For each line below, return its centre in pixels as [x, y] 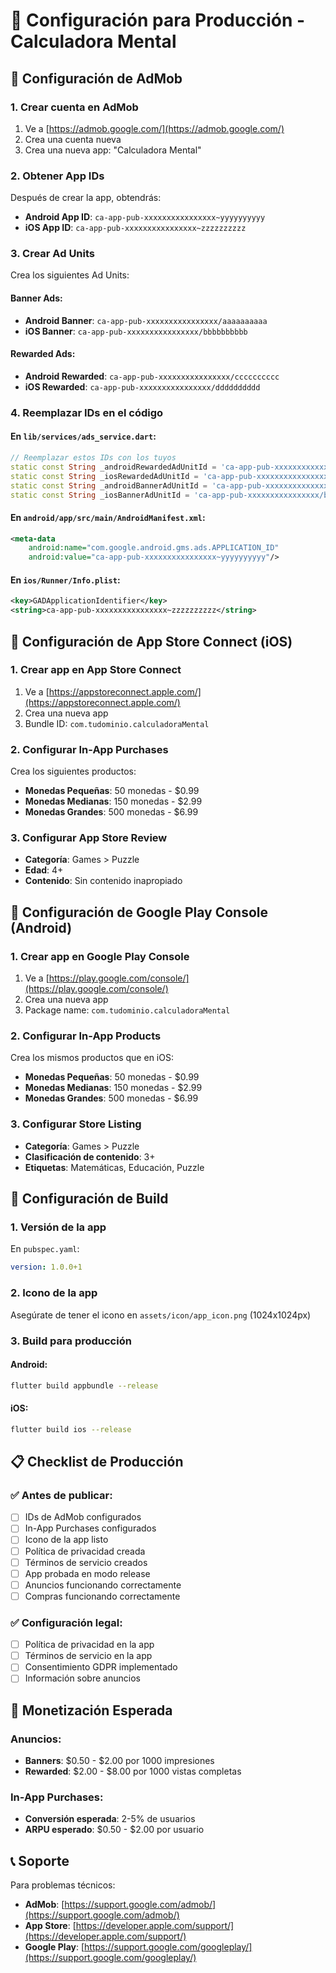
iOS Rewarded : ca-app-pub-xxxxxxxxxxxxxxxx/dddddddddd [142, 386]
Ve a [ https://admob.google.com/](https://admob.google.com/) [154, 128]
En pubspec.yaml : [45, 1249]
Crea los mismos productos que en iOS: [92, 1058]
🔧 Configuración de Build [89, 1199]
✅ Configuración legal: [66, 1622]
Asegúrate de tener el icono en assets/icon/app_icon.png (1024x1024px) [161, 1315]
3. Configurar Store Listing [76, 1124]
